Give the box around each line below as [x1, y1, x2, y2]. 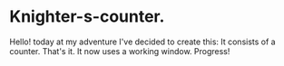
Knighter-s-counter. [9, 6, 165, 27]
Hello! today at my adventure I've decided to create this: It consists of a [9, 36, 276, 47]
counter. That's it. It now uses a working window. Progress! [9, 45, 230, 56]
